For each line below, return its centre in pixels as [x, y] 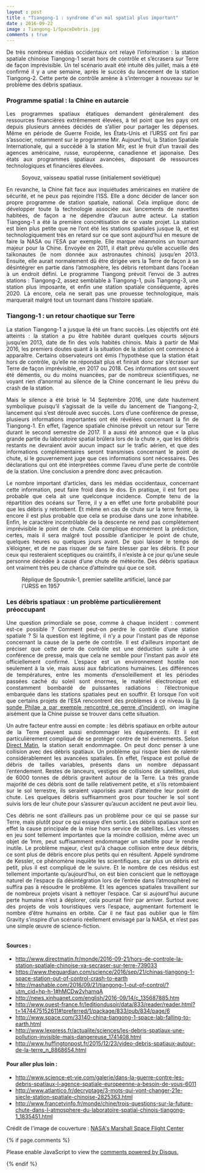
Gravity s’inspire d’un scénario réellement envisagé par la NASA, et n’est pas [103, 920]
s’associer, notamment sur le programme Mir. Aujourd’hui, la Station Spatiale [103, 140]
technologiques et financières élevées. [55, 166]
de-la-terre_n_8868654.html [51, 1050]
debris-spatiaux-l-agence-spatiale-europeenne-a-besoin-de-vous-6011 [106, 1084]
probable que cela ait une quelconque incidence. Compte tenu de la [103, 496]
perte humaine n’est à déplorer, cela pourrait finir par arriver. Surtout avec [103, 900]
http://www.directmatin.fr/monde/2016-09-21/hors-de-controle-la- [99, 959]
